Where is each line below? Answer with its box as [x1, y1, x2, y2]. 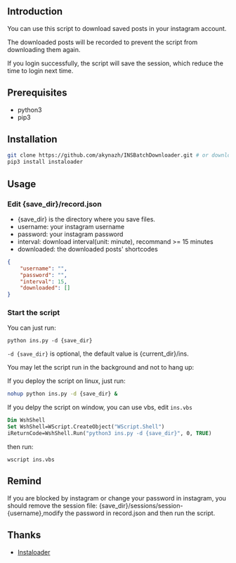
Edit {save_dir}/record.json [7, 199, 102, 209]
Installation [7, 134, 58, 145]
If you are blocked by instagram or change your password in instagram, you [7, 493, 227, 502]
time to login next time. [7, 66, 74, 75]
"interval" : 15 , [20, 278, 68, 285]
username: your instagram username [17, 222, 125, 231]
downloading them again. [7, 45, 81, 53]
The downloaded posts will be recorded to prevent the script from [7, 38, 198, 46]
